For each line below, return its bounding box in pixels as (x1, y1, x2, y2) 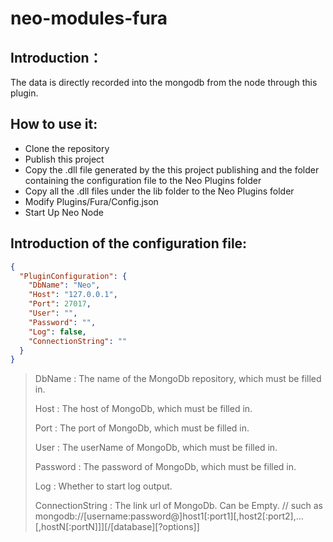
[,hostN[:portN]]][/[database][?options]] (34, 521, 200, 533)
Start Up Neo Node (24, 206, 104, 218)
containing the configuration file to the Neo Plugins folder (24, 174, 262, 186)
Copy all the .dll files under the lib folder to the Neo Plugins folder (24, 185, 295, 197)
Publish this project (24, 153, 105, 165)
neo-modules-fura (10, 7, 168, 30)
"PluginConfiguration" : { (19, 271, 128, 281)
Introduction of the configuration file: (10, 235, 248, 252)
